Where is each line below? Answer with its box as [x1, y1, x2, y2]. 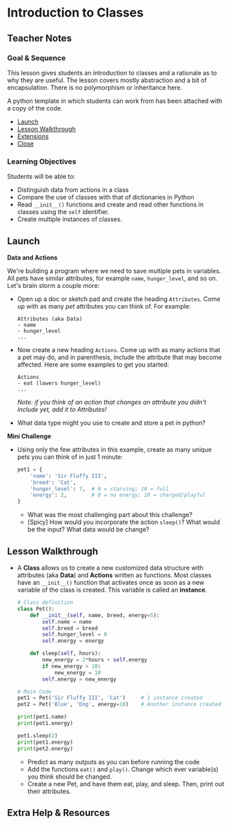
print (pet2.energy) [17, 745, 74, 752]
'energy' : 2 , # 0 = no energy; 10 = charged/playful [30, 492, 206, 498]
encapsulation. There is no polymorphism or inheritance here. [7, 83, 183, 91]
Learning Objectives [7, 157, 77, 166]
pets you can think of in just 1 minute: [17, 452, 123, 460]
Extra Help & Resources [7, 806, 110, 819]
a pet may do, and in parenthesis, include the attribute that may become [17, 353, 222, 361]
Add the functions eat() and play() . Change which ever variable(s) [27, 765, 219, 773]
